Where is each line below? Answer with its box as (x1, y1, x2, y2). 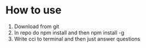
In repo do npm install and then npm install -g (14, 29, 125, 36)
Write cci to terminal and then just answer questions (14, 35, 141, 42)
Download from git (14, 23, 59, 30)
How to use (5, 4, 62, 17)
